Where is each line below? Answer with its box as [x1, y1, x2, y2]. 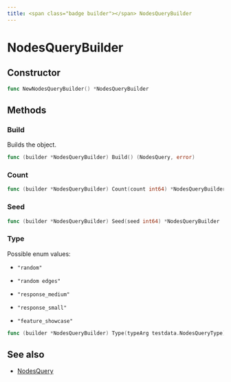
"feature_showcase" [16, 317, 74, 324]
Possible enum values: [7, 249, 71, 258]
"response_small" [16, 304, 67, 311]
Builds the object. [7, 140, 57, 149]
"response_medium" [16, 290, 70, 298]
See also [7, 348, 45, 360]
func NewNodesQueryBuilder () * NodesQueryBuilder [7, 85, 149, 92]
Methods [7, 104, 47, 116]
